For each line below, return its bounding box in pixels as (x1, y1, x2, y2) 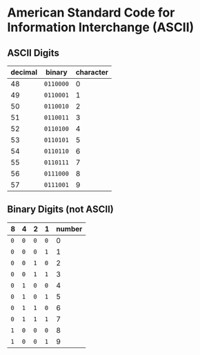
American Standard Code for (7, 5, 175, 21)
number (56, 224, 83, 233)
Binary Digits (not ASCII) (7, 204, 114, 215)
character (75, 68, 109, 77)
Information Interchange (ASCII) (7, 19, 194, 35)
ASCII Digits (7, 47, 60, 59)
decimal (10, 68, 38, 77)
